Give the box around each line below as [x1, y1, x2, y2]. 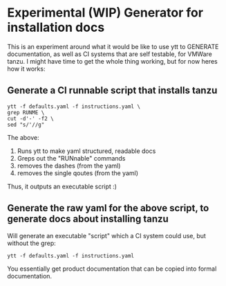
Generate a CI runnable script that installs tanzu [7, 84, 218, 96]
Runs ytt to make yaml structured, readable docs [17, 147, 156, 155]
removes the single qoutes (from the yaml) [17, 168, 139, 177]
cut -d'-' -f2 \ [7, 115, 54, 122]
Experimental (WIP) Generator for [7, 5, 204, 21]
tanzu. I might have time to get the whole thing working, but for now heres [7, 57, 218, 65]
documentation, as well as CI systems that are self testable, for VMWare [7, 50, 213, 58]
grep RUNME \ [7, 109, 45, 116]
